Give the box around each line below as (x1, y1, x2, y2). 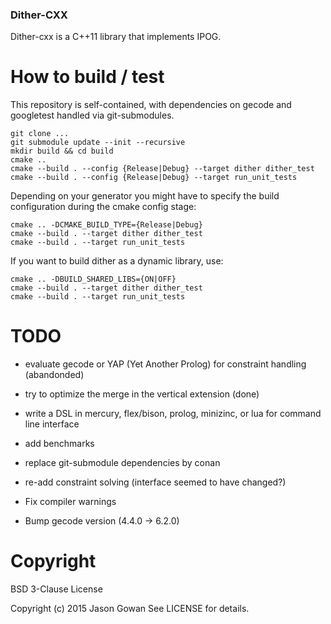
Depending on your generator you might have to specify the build (10, 190, 280, 202)
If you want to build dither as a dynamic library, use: (10, 255, 224, 267)
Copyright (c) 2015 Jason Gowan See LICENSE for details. (10, 603, 250, 615)
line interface (24, 418, 80, 430)
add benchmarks (24, 438, 95, 450)
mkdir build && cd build (10, 146, 114, 157)
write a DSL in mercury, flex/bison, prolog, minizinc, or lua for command (24, 408, 322, 420)
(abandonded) (24, 369, 85, 381)
